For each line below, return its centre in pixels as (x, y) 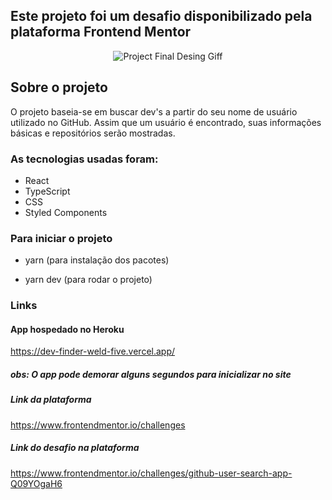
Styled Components (66, 212)
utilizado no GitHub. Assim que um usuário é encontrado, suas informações (166, 122)
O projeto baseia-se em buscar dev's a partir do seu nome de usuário (154, 111)
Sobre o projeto (59, 87)
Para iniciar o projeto (61, 238)
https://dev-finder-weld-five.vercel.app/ (93, 351)
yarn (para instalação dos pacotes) (97, 260)
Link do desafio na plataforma (75, 448)
